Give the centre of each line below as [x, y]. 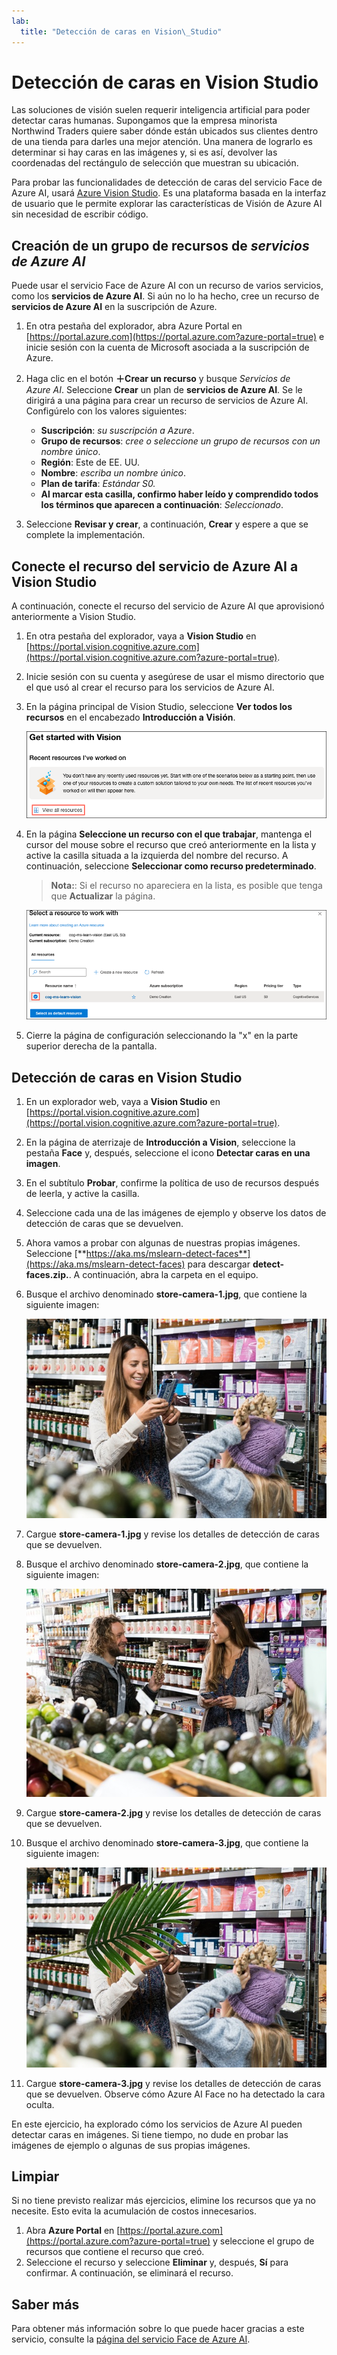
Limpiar [35, 2176]
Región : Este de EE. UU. [90, 462]
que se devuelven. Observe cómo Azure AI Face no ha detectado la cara [175, 2094]
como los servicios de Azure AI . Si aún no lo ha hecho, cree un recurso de [165, 296]
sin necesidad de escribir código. [80, 214]
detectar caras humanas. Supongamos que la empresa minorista [144, 121]
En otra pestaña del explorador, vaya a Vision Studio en [141, 636]
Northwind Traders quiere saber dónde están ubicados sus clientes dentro [165, 131]
